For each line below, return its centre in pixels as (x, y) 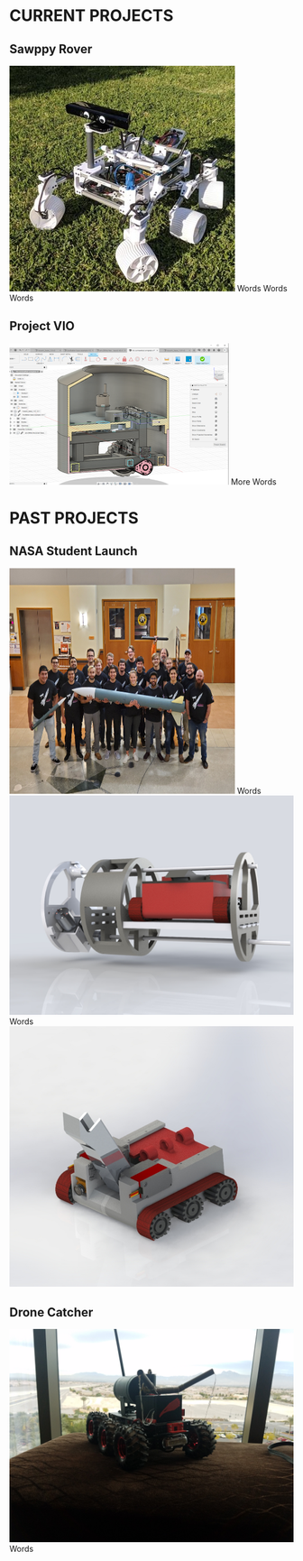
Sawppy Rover (51, 49)
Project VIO (42, 326)
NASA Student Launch (73, 551)
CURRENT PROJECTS (92, 16)
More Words (253, 481)
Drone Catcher (51, 1312)
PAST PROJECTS (74, 518)
